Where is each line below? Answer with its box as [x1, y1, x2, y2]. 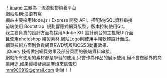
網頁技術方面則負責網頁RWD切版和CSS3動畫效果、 [5, 42, 111, 48]
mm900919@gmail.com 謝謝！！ [5, 67, 73, 73]
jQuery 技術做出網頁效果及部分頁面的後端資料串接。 [6, 48, 114, 54]
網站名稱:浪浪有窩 [5, 11, 42, 17]
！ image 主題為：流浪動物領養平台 [5, 5, 77, 10]
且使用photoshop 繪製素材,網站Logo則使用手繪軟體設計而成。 [5, 36, 133, 42]
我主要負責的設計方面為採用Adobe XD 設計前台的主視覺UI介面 [5, 30, 134, 35]
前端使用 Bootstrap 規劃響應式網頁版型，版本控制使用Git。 [5, 23, 128, 29]
